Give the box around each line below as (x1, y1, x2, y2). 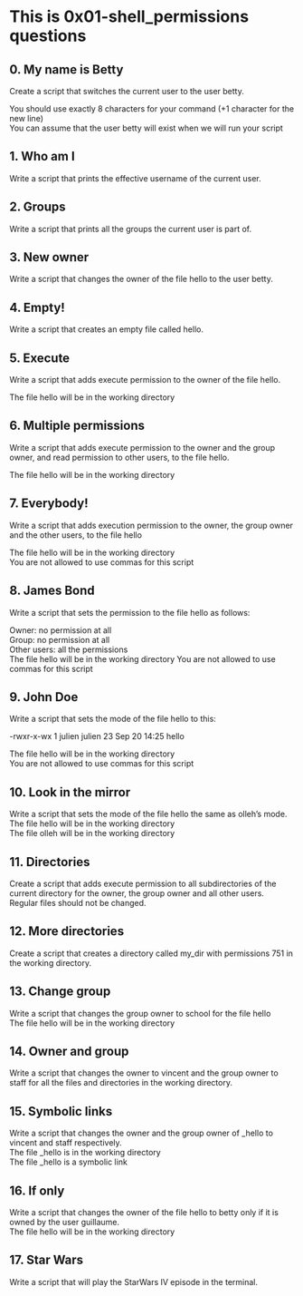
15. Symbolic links (9, 1104, 113, 1119)
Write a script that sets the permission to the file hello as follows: (9, 607, 251, 618)
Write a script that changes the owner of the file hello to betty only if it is (9, 1207, 279, 1217)
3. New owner (9, 249, 90, 265)
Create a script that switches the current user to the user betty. (9, 86, 244, 96)
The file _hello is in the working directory (9, 1147, 161, 1158)
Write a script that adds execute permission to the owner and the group (9, 442, 276, 453)
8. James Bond (9, 583, 95, 599)
